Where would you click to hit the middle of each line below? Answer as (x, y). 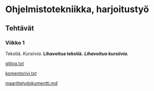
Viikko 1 (15, 43)
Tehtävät (20, 28)
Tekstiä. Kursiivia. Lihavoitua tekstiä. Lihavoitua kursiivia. (67, 53)
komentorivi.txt (21, 73)
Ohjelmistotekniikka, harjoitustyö (77, 9)
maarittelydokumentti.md (32, 83)
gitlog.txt (15, 63)
